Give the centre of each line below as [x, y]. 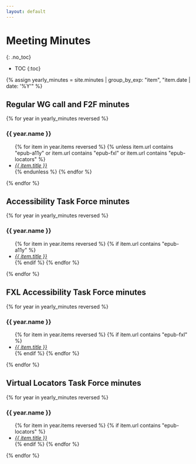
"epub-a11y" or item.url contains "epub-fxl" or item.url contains [91, 153]
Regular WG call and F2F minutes [68, 104]
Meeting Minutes [48, 40]
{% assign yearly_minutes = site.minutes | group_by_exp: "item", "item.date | [98, 79]
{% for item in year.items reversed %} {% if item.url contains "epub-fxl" [101, 334]
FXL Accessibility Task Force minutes [76, 293]
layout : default [26, 11]
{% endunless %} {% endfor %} [53, 172]
